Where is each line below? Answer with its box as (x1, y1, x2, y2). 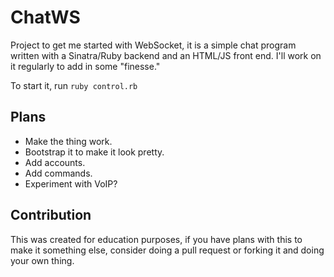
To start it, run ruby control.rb (10, 79, 138, 91)
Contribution (10, 207, 92, 224)
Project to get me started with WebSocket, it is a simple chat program (10, 39, 297, 51)
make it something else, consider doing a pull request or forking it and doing (10, 244, 325, 256)
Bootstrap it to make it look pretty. (24, 146, 165, 158)
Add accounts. (24, 156, 86, 168)
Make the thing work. (24, 135, 113, 147)
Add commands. (24, 167, 93, 179)
